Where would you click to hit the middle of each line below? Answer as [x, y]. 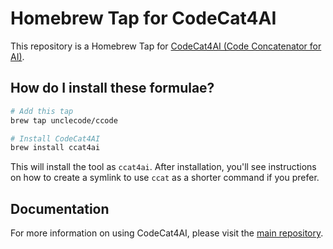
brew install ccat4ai [55, 148]
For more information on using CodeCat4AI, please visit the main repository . [167, 233]
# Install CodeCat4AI [55, 138]
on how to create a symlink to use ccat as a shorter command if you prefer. [165, 178]
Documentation [60, 208]
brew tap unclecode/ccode [64, 120]
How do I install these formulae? [112, 88]
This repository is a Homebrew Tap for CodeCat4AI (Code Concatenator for [166, 46]
